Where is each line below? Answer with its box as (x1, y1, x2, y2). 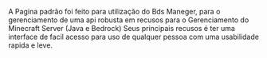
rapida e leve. (8, 41, 53, 50)
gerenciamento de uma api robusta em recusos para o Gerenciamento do (8, 15, 249, 25)
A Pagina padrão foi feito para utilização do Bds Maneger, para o (8, 7, 221, 16)
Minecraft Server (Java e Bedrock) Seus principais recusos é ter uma (8, 24, 235, 33)
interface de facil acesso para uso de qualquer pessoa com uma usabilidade (8, 32, 259, 41)
